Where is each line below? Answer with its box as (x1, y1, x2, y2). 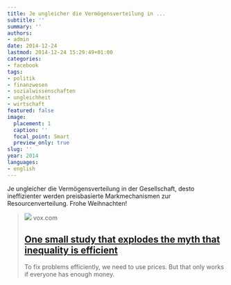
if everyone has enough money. (24, 270, 115, 279)
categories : (7, 56, 42, 63)
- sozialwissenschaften (7, 88, 76, 95)
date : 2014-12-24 (7, 42, 58, 49)
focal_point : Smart (13, 133, 70, 140)
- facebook (7, 62, 39, 69)
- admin (7, 36, 30, 43)
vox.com (33, 213, 58, 222)
